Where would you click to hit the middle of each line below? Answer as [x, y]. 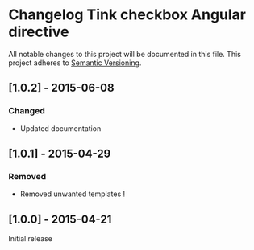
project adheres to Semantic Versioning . [75, 63]
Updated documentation [60, 128]
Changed [27, 111]
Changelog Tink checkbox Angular [127, 15]
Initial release [30, 239]
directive [39, 32]
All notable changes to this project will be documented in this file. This [125, 54]
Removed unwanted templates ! [73, 194]
